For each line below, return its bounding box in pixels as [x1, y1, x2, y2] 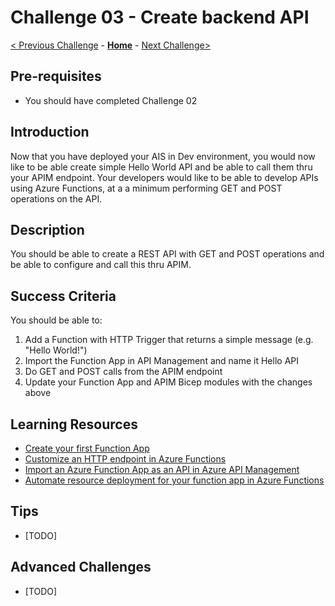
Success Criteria [10, 287, 117, 305]
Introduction [10, 124, 90, 141]
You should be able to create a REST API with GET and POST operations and [10, 248, 325, 260]
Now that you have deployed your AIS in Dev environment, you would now [10, 150, 316, 162]
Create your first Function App [24, 442, 150, 454]
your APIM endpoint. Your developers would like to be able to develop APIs [10, 171, 319, 183]
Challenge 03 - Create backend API [10, 6, 310, 29]
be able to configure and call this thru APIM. [10, 259, 192, 271]
